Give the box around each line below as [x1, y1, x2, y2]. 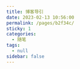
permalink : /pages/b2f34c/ [6, 20, 75, 26]
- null [12, 48, 28, 54]
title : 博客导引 [6, 8, 44, 15]
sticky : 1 [6, 25, 32, 32]
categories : [6, 31, 36, 37]
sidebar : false [6, 53, 45, 59]
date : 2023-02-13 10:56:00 [6, 14, 75, 20]
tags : [6, 43, 20, 49]
